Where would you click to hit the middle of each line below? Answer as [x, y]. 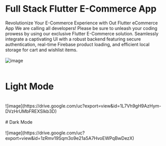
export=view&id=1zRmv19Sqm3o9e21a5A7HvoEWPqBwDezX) [70, 138]
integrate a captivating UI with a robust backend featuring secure [73, 39]
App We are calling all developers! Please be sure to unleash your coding [81, 28]
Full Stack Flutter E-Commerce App [81, 9]
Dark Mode [21, 122]
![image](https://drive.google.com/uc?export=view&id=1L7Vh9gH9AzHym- [83, 106]
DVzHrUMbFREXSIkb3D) [31, 111]
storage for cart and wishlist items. [41, 50]
